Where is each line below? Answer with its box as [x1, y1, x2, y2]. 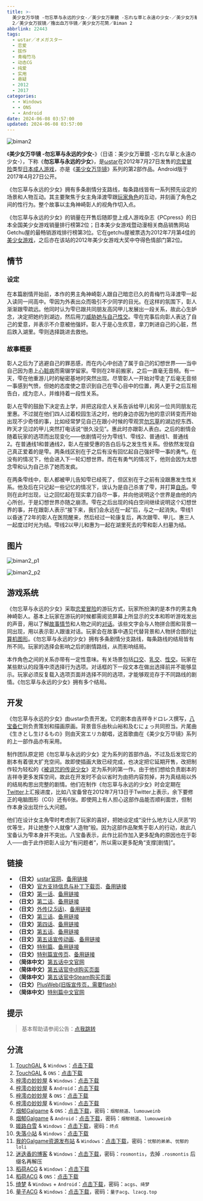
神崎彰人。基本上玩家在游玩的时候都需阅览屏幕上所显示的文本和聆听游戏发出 [7, 612, 197, 620]
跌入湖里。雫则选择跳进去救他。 [11, 328, 92, 335]
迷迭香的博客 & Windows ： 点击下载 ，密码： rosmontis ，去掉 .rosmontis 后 [15, 1150, 196, 1157]
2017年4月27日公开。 [7, 173, 60, 180]
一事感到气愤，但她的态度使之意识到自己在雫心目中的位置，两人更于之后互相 [7, 382, 197, 390]
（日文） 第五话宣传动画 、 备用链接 [15, 936, 101, 943]
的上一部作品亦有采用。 [7, 737, 65, 745]
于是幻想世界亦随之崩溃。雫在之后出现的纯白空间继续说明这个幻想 [27, 499, 192, 506]
